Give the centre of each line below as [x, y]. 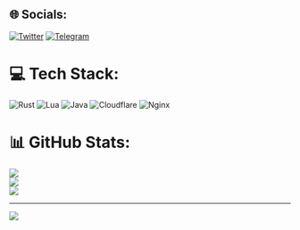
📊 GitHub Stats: [70, 142]
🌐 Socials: [38, 15]
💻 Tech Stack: [64, 74]
